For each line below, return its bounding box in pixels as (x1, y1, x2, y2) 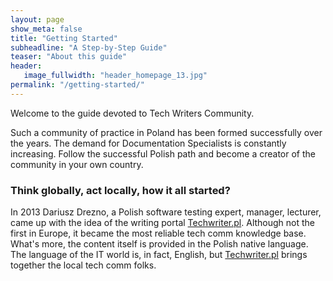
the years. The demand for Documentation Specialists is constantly (10, 137, 287, 149)
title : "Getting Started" (10, 33, 118, 43)
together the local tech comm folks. (10, 259, 157, 271)
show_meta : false (10, 24, 83, 34)
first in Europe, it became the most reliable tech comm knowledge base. (10, 227, 307, 240)
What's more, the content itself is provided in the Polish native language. (10, 238, 309, 250)
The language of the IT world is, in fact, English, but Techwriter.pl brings (10, 249, 308, 261)
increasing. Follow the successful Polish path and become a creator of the (10, 147, 316, 160)
